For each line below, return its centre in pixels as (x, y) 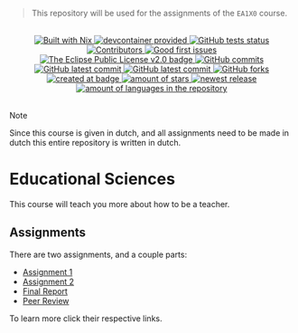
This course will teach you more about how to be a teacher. (120, 204)
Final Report (45, 291)
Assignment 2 (48, 281)
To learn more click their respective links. (86, 318)
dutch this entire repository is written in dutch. (95, 143)
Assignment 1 (47, 271)
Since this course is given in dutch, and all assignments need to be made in (149, 133)
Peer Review (46, 300)
